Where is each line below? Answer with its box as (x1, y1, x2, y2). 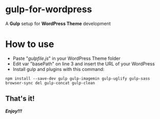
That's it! (5, 94, 35, 103)
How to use (5, 38, 54, 50)
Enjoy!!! (5, 108, 23, 114)
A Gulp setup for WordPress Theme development (5, 20, 111, 27)
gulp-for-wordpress (5, 4, 92, 15)
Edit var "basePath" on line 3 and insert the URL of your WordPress (12, 60, 155, 67)
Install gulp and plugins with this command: (12, 66, 105, 72)
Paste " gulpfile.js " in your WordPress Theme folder (12, 55, 121, 61)
